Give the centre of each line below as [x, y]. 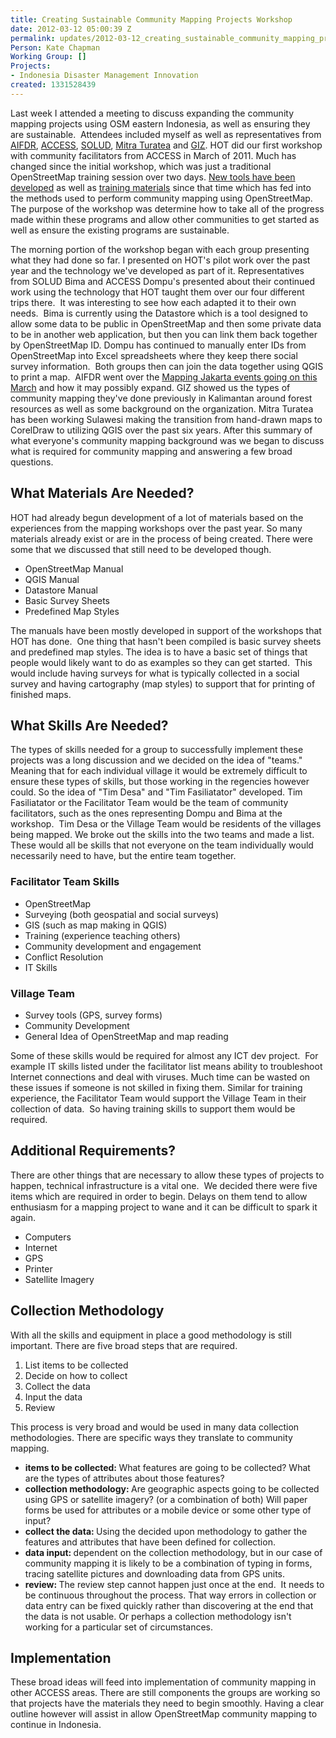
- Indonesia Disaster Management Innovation [104, 76]
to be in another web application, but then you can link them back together [164, 334]
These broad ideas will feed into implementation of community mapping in [163, 1682]
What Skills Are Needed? [89, 725]
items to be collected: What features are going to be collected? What [167, 1467]
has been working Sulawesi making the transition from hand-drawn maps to [166, 419]
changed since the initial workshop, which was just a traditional [141, 166]
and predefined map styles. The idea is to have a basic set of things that [159, 652]
